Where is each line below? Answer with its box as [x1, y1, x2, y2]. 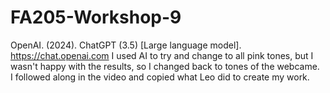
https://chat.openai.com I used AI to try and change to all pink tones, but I [10, 49, 314, 61]
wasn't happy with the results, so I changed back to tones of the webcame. [10, 60, 320, 72]
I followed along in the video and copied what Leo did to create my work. [10, 71, 310, 83]
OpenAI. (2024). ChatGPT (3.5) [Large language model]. [10, 39, 242, 51]
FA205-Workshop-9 [10, 6, 182, 29]
